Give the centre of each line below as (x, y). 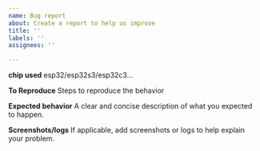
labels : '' (26, 38)
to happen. (26, 115)
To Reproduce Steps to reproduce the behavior (86, 91)
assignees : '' (32, 46)
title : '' (25, 30)
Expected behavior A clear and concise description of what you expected (130, 106)
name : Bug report (37, 16)
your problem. (31, 139)
